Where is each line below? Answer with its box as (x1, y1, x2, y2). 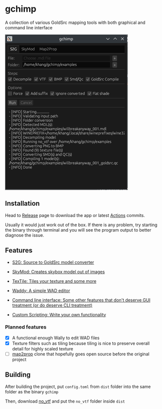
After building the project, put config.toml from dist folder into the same (5, 384, 151, 390)
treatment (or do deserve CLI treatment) (12, 302, 92, 308)
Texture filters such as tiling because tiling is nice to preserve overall (12, 340, 150, 346)
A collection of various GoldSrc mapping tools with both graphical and (5, 19, 146, 25)
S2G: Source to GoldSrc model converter (12, 259, 94, 265)
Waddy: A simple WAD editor (12, 288, 71, 293)
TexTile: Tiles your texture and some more (12, 278, 96, 284)
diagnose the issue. (5, 232, 45, 238)
